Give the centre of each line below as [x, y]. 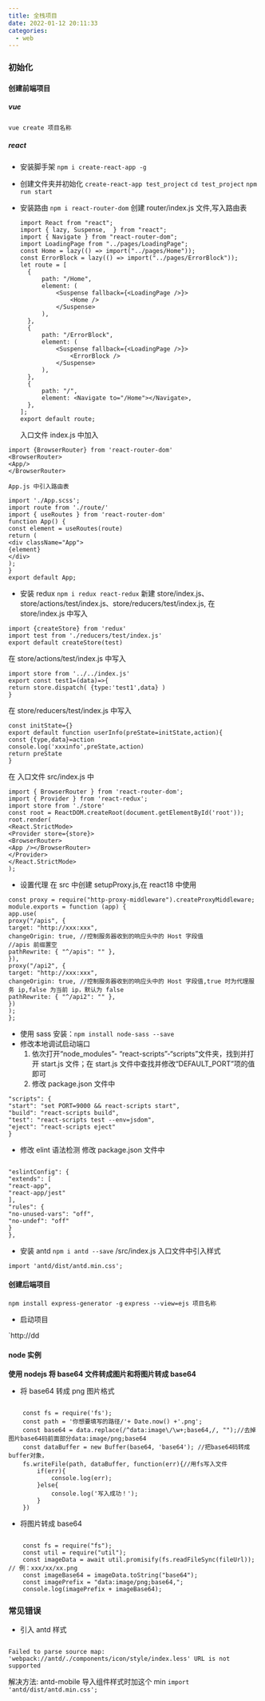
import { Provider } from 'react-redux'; [78, 798]
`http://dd [24, 1335]
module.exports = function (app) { [67, 907]
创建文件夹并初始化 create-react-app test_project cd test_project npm [138, 183]
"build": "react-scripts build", [64, 1113]
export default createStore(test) [66, 642]
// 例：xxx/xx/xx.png [43, 1569]
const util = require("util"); [75, 1553]
